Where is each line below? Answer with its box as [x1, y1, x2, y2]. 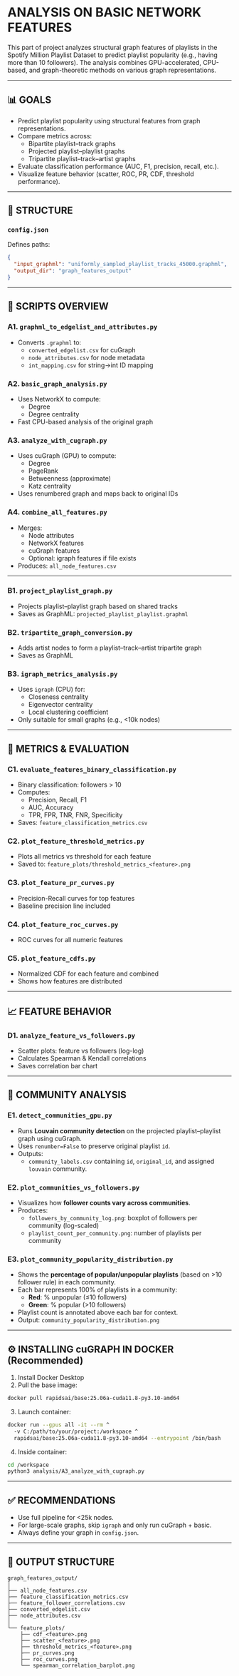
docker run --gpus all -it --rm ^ [7, 1421, 110, 1429]
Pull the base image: [17, 1381, 78, 1389]
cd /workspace [7, 1461, 50, 1468]
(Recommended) [7, 1354, 84, 1366]
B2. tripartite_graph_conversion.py [7, 627, 133, 637]
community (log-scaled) [28, 1221, 100, 1230]
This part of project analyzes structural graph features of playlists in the [7, 43, 218, 51]
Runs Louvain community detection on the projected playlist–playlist [17, 1126, 221, 1135]
